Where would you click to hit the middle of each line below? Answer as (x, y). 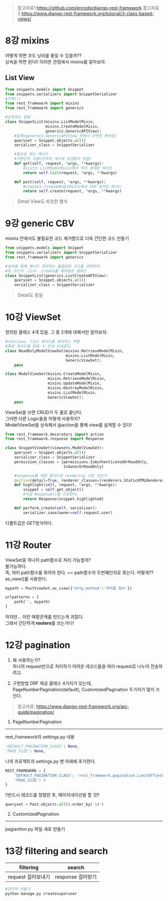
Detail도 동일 (30, 295)
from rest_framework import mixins (42, 103)
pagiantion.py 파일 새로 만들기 (35, 829)
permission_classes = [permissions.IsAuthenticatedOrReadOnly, (81, 462)
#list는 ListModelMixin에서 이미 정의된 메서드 (68, 168)
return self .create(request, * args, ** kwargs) (72, 191)
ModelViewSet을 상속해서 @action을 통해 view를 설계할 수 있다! (68, 425)
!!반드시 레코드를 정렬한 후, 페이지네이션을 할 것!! (52, 795)
